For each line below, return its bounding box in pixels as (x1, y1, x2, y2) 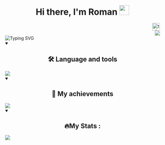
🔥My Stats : (64, 121, 101, 130)
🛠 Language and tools (47, 55, 118, 64)
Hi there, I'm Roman (35, 6, 118, 18)
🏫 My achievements (51, 90, 114, 98)
